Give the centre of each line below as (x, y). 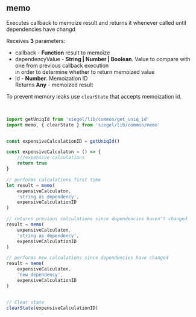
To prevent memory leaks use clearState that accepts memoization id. (94, 96)
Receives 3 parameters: (36, 41)
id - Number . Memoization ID (51, 78)
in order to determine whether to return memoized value (85, 72)
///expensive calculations (51, 158)
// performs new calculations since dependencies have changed (87, 258)
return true (32, 163)
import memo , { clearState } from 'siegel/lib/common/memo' (84, 125)
